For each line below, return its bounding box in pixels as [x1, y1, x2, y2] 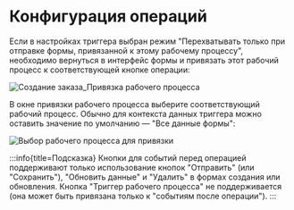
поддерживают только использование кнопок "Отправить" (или [9, 162, 255, 172]
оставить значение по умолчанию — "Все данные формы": [9, 118, 236, 129]
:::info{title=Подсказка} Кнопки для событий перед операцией [9, 152, 247, 163]
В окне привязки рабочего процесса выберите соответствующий [9, 98, 261, 109]
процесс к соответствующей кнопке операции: [9, 64, 190, 75]
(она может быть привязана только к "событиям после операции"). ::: [9, 190, 277, 201]
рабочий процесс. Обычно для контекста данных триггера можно [9, 108, 262, 119]
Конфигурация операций [9, 6, 207, 27]
